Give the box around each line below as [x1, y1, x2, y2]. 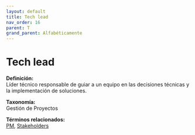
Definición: [6, 75, 34, 82]
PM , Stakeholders [6, 122, 49, 129]
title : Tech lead [6, 14, 49, 20]
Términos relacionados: [6, 116, 66, 123]
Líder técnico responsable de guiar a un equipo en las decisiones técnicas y [6, 81, 190, 88]
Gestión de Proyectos [6, 105, 59, 112]
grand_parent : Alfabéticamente [6, 30, 83, 36]
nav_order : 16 [6, 19, 41, 25]
